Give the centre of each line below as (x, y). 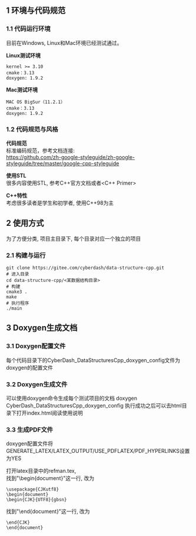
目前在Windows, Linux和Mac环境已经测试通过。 (64, 42)
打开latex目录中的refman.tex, (41, 471)
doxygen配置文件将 (29, 443)
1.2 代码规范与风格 (32, 129)
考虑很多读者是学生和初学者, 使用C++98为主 (60, 203)
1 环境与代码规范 (36, 11)
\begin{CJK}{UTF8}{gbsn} (36, 500)
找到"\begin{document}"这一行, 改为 (50, 478)
